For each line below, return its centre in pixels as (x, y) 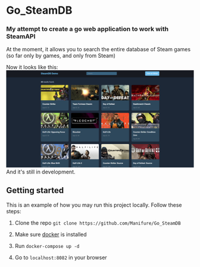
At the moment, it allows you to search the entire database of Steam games (99, 49)
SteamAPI (21, 36)
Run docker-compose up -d (47, 246)
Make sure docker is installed (51, 234)
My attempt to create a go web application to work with (87, 29)
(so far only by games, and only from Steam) (61, 56)
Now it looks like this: (32, 67)
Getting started (35, 190)
